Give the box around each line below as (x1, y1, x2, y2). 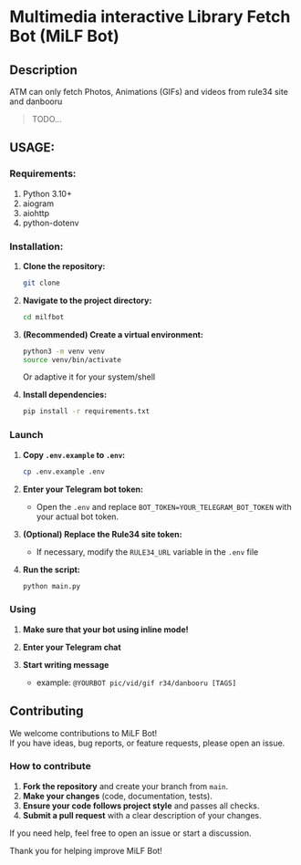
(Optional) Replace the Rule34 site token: (22, 528, 182, 539)
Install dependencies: (22, 390, 108, 401)
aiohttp (22, 207, 50, 218)
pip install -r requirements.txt (22, 407, 150, 416)
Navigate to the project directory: (22, 295, 152, 306)
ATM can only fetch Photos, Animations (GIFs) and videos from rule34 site (9, 87, 289, 97)
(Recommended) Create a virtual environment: (22, 328, 203, 339)
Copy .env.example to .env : (22, 449, 126, 460)
